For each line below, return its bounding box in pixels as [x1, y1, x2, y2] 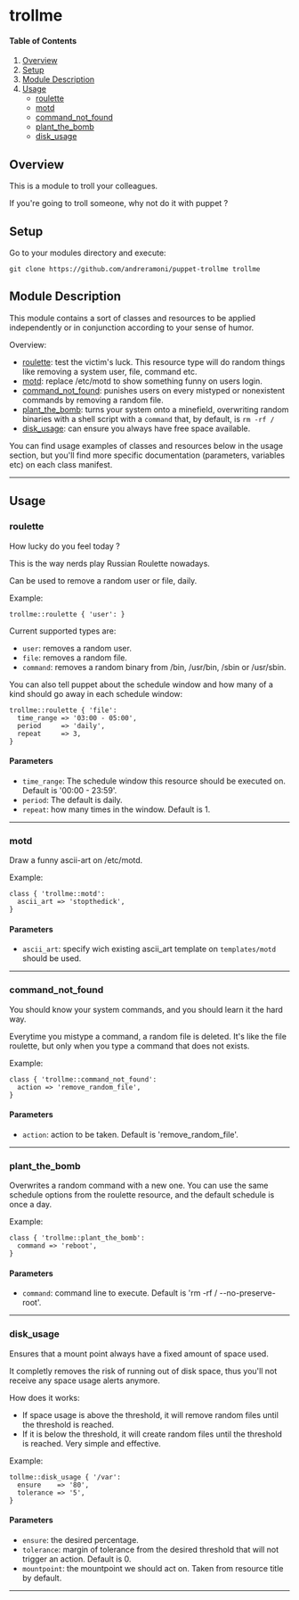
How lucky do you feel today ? [9, 541, 120, 551]
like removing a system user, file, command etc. [21, 366, 198, 377]
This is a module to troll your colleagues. [9, 180, 158, 192]
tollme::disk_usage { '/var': [9, 1472, 122, 1481]
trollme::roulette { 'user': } [9, 609, 125, 618]
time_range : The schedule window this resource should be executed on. [21, 775, 287, 786]
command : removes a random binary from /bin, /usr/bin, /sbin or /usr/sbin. [21, 661, 287, 672]
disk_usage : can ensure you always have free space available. [21, 423, 251, 434]
